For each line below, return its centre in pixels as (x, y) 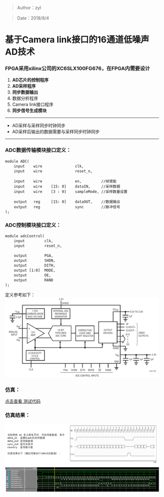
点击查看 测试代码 (23, 402)
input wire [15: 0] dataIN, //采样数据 (67, 186)
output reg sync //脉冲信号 (67, 207)
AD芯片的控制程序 (30, 80)
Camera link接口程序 (33, 104)
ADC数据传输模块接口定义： (38, 150)
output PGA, (34, 256)
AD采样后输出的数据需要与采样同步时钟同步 (56, 132)
